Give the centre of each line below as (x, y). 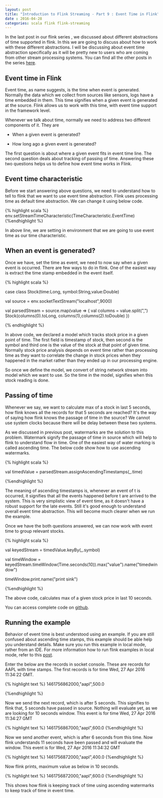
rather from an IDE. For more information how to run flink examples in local (80, 650)
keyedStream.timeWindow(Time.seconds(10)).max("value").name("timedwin (81, 564)
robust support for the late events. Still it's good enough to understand (75, 506)
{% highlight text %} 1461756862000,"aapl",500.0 (55, 684)
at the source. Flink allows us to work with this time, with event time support (81, 106)
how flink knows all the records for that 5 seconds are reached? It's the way (81, 412)
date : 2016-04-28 (24, 18)
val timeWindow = (23, 559)
